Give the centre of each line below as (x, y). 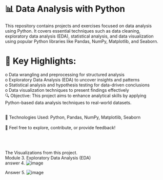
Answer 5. (15, 172)
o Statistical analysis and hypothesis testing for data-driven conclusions (77, 85)
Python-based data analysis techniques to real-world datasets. (68, 102)
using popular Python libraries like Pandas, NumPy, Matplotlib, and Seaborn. (82, 41)
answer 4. (15, 163)
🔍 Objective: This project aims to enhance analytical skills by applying (76, 96)
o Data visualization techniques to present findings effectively (67, 90)
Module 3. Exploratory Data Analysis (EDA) (48, 158)
